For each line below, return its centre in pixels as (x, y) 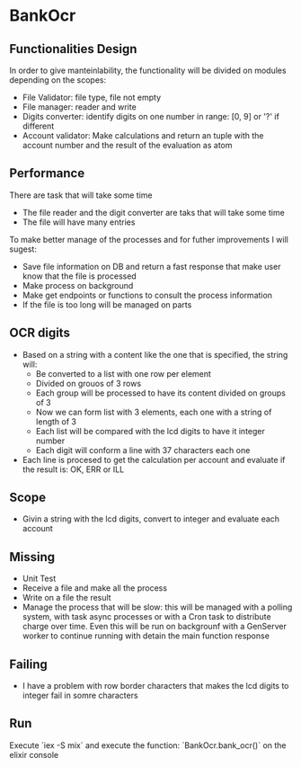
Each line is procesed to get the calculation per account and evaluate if (154, 459)
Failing (28, 664)
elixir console (34, 754)
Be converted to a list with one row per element (123, 373)
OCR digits (40, 333)
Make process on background (78, 285)
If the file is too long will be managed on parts (107, 304)
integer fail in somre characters (80, 696)
